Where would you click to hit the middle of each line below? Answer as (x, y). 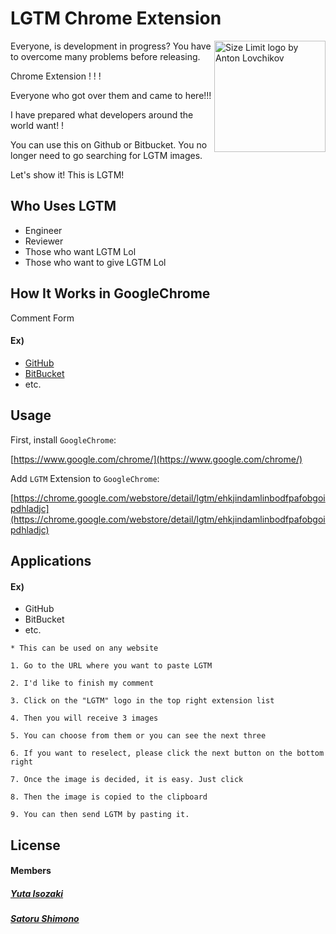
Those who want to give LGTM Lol (95, 262)
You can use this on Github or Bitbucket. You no (109, 144)
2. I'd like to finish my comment (82, 683)
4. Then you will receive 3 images (84, 718)
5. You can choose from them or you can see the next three (138, 736)
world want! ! (37, 125)
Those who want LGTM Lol (80, 251)
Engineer (43, 230)
